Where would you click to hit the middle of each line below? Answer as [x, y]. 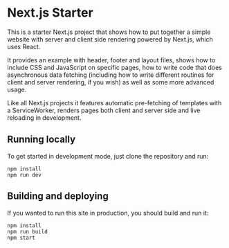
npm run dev [24, 175]
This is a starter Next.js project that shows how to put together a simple [109, 32]
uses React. [24, 46]
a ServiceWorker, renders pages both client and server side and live [104, 110]
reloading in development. [44, 117]
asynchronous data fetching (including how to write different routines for [111, 75]
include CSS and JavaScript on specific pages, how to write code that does [115, 67]
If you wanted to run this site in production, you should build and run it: [108, 213]
